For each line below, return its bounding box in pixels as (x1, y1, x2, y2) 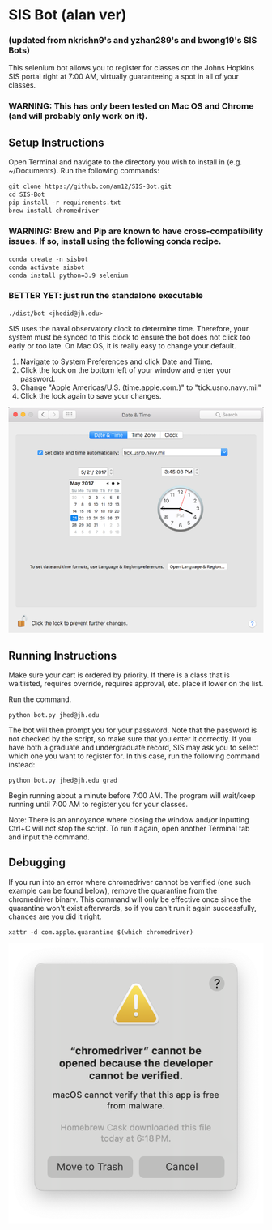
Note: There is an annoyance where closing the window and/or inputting (8, 814, 249, 824)
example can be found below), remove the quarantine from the (8, 886, 218, 895)
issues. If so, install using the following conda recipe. (8, 236, 222, 247)
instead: (8, 759, 36, 769)
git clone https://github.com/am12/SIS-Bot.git (8, 182, 172, 191)
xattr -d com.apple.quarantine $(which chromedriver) (8, 928, 194, 937)
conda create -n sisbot (8, 255, 89, 263)
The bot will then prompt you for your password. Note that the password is (8, 725, 257, 735)
